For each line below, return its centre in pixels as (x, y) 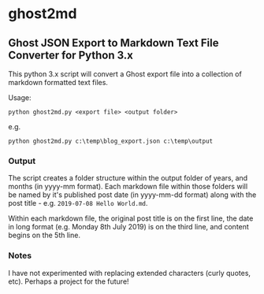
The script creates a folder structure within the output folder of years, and (128, 178)
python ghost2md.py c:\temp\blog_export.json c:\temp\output (111, 141)
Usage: (20, 98)
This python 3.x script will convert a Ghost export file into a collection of (125, 74)
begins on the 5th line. (45, 235)
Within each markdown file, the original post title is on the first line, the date (131, 218)
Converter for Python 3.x (71, 55)
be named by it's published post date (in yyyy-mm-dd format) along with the (132, 195)
